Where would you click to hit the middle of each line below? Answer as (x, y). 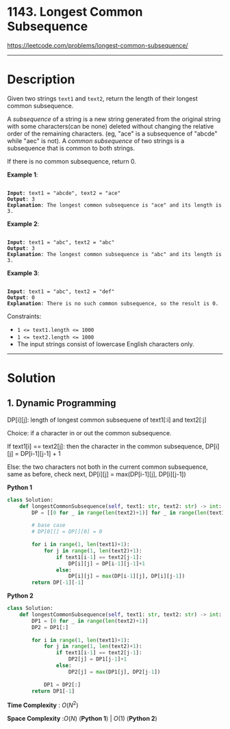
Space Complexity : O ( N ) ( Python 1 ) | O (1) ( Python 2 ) (82, 719)
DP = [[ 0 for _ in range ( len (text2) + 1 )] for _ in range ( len (119, 513)
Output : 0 (21, 297)
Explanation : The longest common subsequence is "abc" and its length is (115, 254)
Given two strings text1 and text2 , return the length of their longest (103, 98)
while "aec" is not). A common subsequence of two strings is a (96, 140)
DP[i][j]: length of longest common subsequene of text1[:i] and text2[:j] (107, 420)
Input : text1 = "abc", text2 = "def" (61, 292)
